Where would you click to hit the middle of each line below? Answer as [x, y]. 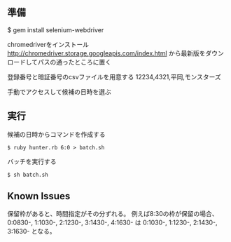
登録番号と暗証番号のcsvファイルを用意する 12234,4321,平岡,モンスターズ [114, 76]
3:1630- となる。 [31, 231]
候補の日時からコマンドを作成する [56, 134]
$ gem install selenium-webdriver [56, 29]
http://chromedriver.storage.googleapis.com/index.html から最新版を [106, 53]
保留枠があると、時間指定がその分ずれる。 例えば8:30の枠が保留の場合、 [113, 214]
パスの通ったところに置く [75, 62]
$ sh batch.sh [28, 175]
